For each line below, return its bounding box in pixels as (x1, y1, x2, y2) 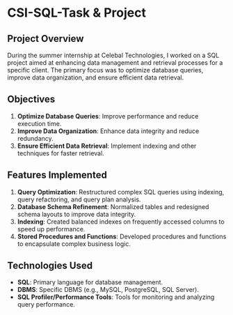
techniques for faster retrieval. (17, 148, 104, 157)
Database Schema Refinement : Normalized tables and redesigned (17, 202, 209, 210)
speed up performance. (17, 224, 86, 233)
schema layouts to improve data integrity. (17, 210, 136, 218)
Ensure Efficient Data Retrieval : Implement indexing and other (17, 141, 197, 150)
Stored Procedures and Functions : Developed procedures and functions (17, 232, 227, 240)
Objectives (7, 93, 56, 105)
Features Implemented (7, 169, 108, 181)
